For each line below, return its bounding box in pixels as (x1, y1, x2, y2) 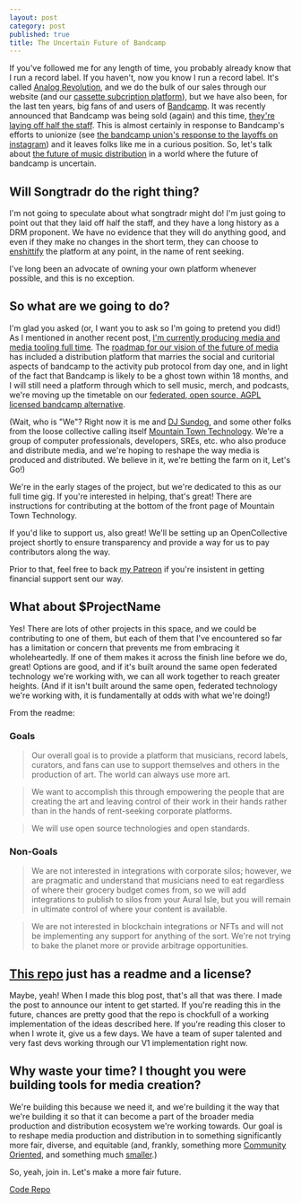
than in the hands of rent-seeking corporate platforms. (30, 805, 233, 816)
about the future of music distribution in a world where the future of (9, 149, 259, 160)
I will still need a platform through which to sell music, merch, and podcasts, (9, 379, 289, 390)
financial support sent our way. (9, 573, 124, 584)
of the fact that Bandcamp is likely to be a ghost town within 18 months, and (9, 370, 289, 381)
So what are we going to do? (9, 299, 170, 314)
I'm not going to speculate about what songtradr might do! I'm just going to (9, 208, 287, 219)
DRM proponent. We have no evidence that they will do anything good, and (9, 227, 287, 238)
